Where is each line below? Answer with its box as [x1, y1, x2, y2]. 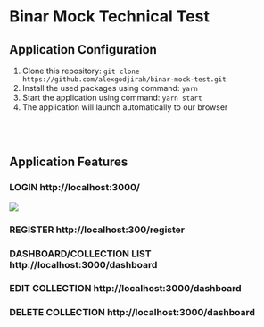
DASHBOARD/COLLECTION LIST [9, 247, 152, 260]
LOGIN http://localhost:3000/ [9, 181, 141, 194]
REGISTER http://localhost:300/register [9, 223, 186, 236]
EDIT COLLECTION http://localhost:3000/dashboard [9, 282, 243, 295]
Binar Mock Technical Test [9, 6, 210, 27]
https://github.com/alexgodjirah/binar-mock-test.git [21, 75, 227, 84]
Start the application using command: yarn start [21, 92, 202, 103]
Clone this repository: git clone [21, 65, 140, 76]
